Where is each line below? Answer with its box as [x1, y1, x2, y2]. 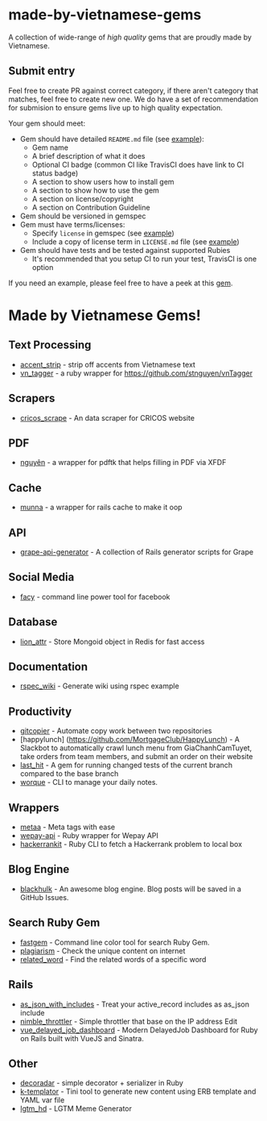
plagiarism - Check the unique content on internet [19, 945, 186, 956]
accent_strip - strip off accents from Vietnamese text [19, 359, 195, 369]
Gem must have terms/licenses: [19, 219, 125, 229]
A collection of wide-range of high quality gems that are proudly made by [8, 32, 252, 42]
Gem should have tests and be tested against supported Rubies [19, 245, 231, 255]
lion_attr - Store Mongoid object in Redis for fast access [19, 637, 205, 646]
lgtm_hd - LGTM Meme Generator [19, 1104, 133, 1114]
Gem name [31, 143, 68, 152]
